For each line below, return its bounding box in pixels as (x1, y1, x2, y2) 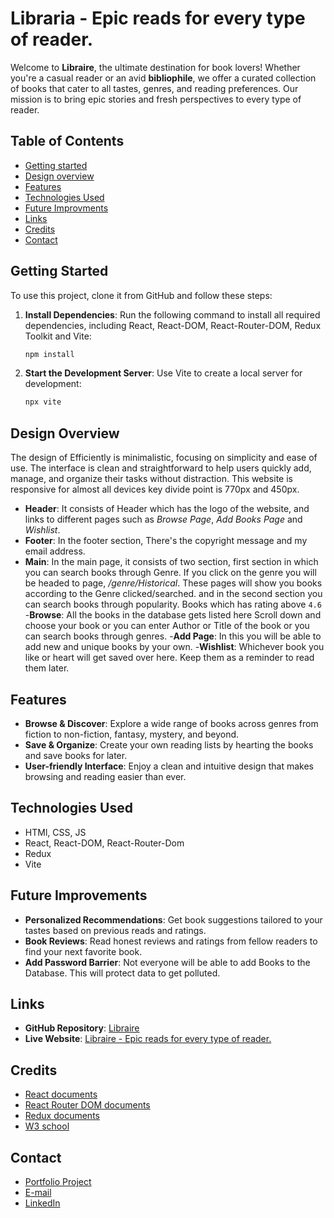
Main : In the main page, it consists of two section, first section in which (24, 556, 319, 568)
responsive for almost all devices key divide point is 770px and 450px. (10, 483, 300, 496)
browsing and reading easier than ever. (24, 770, 187, 782)
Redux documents (24, 1110, 100, 1122)
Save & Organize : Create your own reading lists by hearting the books (24, 738, 314, 751)
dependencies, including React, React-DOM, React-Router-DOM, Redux (24, 319, 322, 331)
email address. (24, 545, 86, 557)
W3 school (24, 1120, 70, 1132)
